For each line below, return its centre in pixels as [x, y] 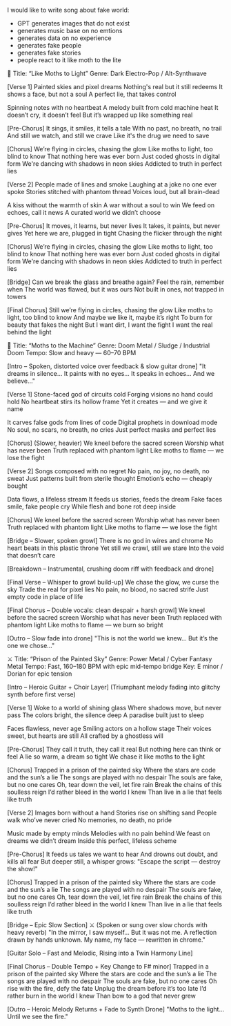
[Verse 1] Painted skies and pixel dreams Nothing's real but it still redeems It [115, 87]
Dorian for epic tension [40, 674]
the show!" [22, 869]
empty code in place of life [45, 597]
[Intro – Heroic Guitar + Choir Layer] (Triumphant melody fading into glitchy [114, 687]
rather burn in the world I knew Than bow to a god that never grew [102, 996]
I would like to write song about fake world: [68, 10]
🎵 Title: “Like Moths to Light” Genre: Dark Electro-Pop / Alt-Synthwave [107, 73]
